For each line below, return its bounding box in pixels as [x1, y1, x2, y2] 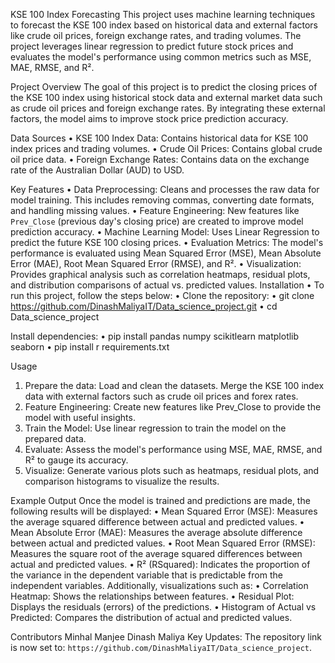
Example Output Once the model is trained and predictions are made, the [10, 495, 311, 506]
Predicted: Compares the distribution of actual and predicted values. [10, 612, 293, 623]
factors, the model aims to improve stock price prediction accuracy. [10, 113, 289, 124]
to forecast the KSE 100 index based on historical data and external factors [10, 19, 318, 31]
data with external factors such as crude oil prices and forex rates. [24, 390, 299, 402]
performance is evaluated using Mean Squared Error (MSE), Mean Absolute [10, 247, 322, 259]
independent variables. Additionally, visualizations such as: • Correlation [10, 580, 309, 591]
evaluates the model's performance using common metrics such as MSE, [10, 51, 312, 63]
